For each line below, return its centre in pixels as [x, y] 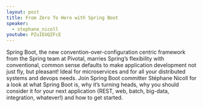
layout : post [23, 12]
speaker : [17, 23]
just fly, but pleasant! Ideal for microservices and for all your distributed [96, 72]
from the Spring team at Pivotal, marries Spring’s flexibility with [85, 59]
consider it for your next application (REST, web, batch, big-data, [88, 91]
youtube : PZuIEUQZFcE [34, 35]
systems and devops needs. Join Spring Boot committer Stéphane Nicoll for [101, 78]
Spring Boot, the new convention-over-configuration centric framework [96, 52]
